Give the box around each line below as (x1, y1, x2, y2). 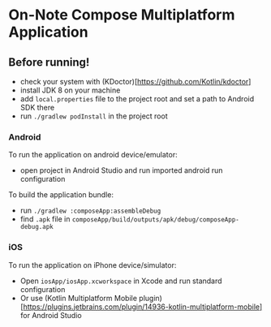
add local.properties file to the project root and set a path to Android (19, 94, 254, 103)
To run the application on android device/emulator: (8, 150, 179, 160)
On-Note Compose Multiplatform (8, 6, 235, 24)
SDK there (19, 103, 55, 112)
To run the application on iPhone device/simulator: (8, 260, 177, 269)
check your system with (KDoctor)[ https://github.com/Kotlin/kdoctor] (19, 77, 252, 86)
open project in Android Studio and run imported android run (19, 166, 223, 175)
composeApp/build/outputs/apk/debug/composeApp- (71, 216, 239, 224)
